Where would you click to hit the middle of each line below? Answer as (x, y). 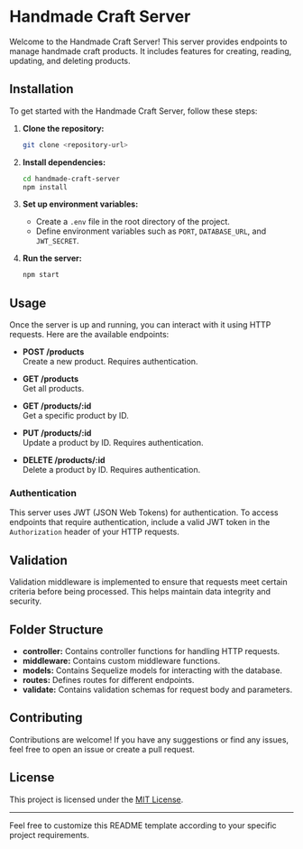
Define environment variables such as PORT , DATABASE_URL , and (151, 231)
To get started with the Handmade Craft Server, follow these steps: (133, 111)
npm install (45, 187)
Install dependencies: (64, 162)
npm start (41, 275)
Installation (41, 89)
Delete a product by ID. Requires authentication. (111, 470)
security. (26, 601)
